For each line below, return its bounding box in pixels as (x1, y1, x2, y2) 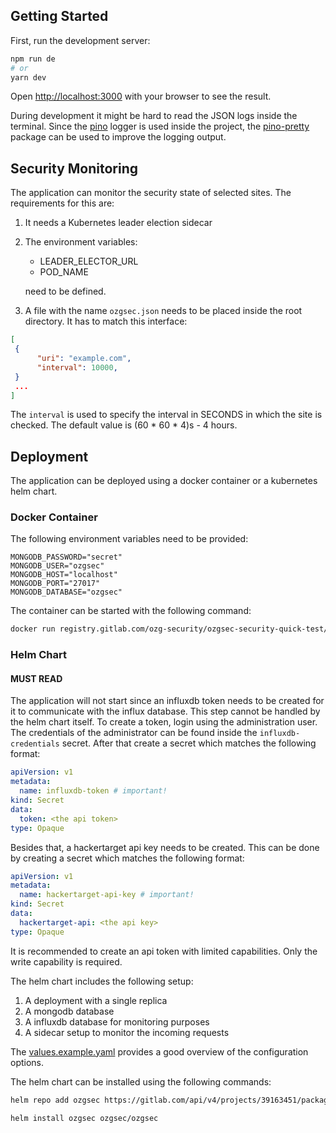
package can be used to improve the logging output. (10, 131, 227, 143)
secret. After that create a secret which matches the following (61, 737, 317, 749)
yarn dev (10, 72, 47, 83)
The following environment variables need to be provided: (10, 533, 249, 545)
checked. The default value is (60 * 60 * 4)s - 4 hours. (10, 419, 238, 431)
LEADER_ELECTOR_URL (39, 255, 139, 268)
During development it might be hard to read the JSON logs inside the (10, 110, 298, 122)
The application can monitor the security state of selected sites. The (10, 187, 292, 199)
